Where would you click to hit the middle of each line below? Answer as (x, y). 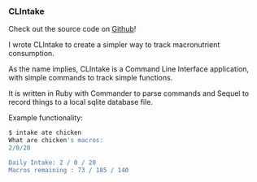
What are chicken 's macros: (56, 141)
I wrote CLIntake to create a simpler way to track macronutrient (114, 45)
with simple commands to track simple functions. (91, 78)
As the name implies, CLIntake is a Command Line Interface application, (129, 69)
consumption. (31, 54)
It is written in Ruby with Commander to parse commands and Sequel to (129, 93)
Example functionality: (46, 118)
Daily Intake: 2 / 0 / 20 (52, 162)
